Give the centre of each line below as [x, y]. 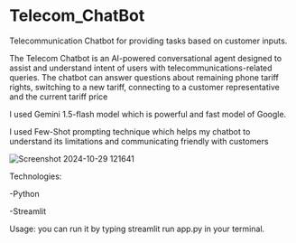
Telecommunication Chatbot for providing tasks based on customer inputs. [148, 41]
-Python [24, 193]
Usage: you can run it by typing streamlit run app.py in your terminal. [137, 229]
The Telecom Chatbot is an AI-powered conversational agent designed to [146, 58]
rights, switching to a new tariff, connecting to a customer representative [144, 87]
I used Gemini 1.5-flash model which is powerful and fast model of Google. [148, 114]
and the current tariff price [59, 97]
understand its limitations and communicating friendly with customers [139, 141]
